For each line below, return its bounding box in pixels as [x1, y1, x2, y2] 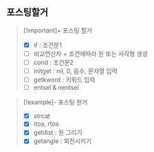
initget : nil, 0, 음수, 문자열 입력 [33, 67, 118, 75]
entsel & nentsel [33, 84, 80, 92]
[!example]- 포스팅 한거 [23, 98, 88, 106]
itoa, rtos [33, 120, 59, 128]
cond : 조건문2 [33, 58, 74, 66]
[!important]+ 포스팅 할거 [23, 26, 93, 35]
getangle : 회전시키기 [33, 137, 92, 145]
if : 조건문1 [33, 41, 63, 49]
